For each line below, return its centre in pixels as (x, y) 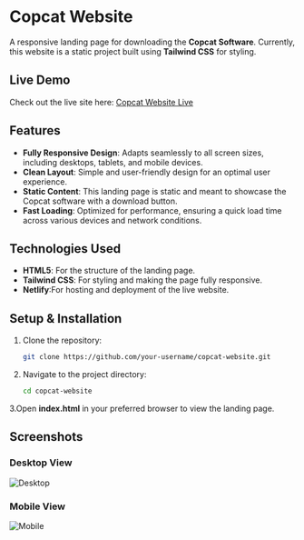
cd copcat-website (57, 391)
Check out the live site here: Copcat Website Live (101, 102)
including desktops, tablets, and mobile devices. (113, 162)
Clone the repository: (62, 340)
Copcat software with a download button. (100, 201)
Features (35, 130)
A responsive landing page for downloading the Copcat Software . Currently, (152, 42)
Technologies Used (65, 249)
